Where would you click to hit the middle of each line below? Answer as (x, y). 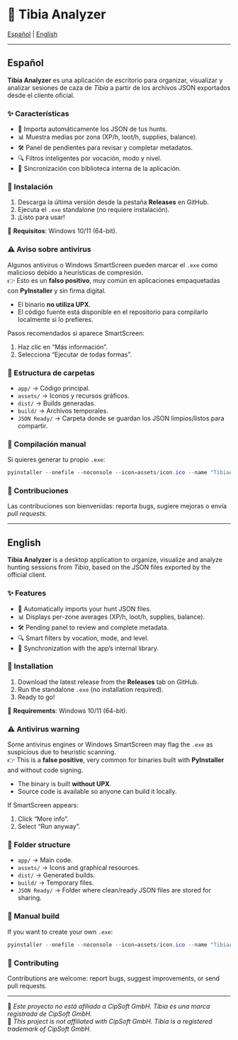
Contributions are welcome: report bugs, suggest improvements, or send (114, 978)
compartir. (33, 425)
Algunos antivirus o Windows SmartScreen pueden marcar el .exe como (113, 264)
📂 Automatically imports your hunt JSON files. (84, 608)
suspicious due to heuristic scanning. (62, 752)
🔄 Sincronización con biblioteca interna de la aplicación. (100, 169)
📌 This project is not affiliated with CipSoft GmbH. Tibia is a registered (110, 1021)
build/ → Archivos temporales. (63, 410)
